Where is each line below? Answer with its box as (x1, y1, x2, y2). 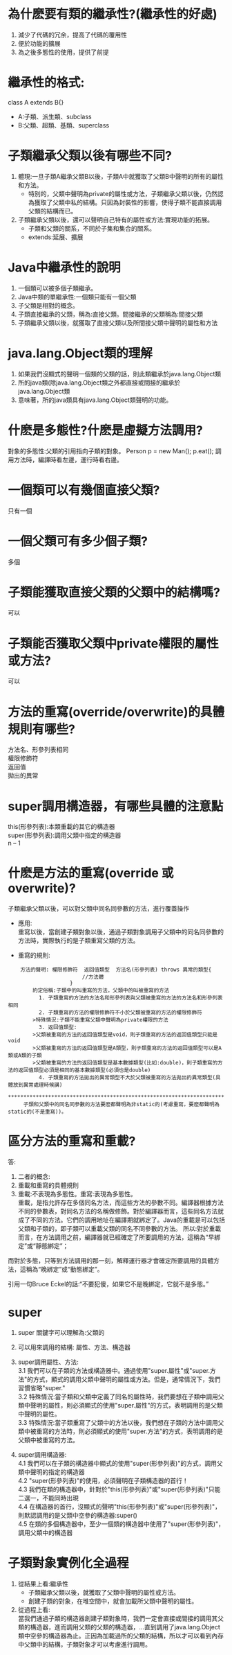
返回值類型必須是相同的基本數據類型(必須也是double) (17, 1067, 151, 1074)
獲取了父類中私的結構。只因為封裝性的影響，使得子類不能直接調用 (34, 198, 222, 207)
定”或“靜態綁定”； (17, 1242, 69, 1250)
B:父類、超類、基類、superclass (17, 121, 110, 129)
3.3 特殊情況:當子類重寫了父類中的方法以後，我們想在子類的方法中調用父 (17, 1419, 224, 1427)
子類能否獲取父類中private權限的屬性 (8, 636, 220, 651)
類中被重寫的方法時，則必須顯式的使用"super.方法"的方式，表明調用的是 (17, 1427, 223, 1435)
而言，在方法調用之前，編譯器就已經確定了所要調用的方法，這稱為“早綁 (17, 1233, 220, 1241)
